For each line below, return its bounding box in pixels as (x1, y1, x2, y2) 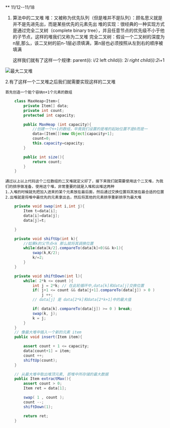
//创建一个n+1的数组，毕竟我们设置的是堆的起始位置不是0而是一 (32, 127, 148, 132)
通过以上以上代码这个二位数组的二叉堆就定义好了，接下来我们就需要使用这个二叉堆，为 (5, 179, 160, 184)
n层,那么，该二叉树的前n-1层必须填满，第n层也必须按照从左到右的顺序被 (12, 40, 163, 46)
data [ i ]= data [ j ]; (23, 213, 60, 218)
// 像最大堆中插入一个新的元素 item (14, 330, 82, 335)
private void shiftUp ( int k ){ (14, 236, 78, 241)
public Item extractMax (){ (14, 376, 71, 381)
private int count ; (23, 108, 65, 113)
